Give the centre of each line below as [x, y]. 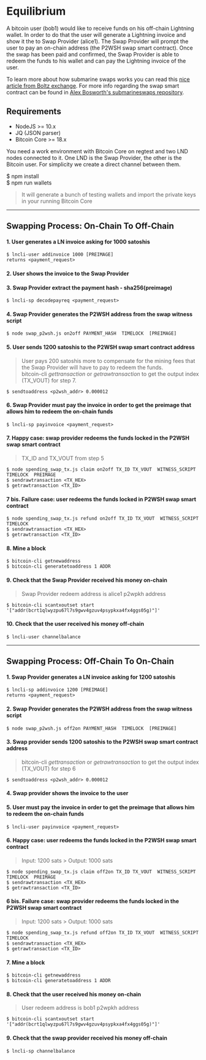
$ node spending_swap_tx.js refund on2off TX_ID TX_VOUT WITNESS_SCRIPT [103, 519]
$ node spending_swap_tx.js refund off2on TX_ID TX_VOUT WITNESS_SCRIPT [103, 932]
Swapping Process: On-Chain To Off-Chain [90, 226]
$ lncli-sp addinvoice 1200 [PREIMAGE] [57, 690]
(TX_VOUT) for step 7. [49, 380]
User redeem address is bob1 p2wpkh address [80, 1008]
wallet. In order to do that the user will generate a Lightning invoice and [96, 34]
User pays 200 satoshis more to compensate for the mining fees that [108, 360]
